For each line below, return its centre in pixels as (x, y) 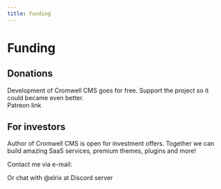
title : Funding (29, 14)
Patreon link (24, 105)
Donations (30, 74)
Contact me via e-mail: (40, 165)
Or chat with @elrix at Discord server (60, 178)
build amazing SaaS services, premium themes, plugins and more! (102, 151)
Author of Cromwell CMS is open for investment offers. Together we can (111, 144)
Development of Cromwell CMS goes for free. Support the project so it (108, 90)
